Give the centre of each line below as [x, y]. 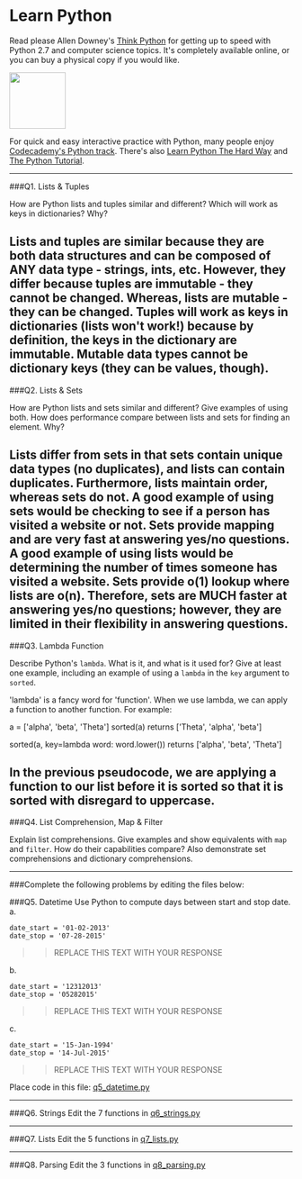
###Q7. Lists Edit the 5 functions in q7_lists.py [94, 1139]
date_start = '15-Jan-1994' [62, 1046]
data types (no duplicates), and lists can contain [147, 469]
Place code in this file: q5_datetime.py [80, 1087]
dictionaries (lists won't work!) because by [132, 326]
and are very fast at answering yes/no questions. [150, 540]
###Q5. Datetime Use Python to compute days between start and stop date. [150, 902]
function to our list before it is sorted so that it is [147, 786]
